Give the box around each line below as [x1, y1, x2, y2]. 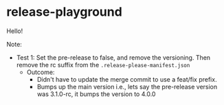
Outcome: [26, 68, 55, 76]
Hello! [6, 27, 23, 35]
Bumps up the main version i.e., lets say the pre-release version [36, 82, 218, 91]
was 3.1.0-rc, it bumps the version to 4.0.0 [36, 90, 156, 98]
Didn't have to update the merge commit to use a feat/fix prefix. [36, 75, 217, 83]
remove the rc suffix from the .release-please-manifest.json [16, 60, 190, 69]
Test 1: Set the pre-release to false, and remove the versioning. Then [16, 53, 211, 62]
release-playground [6, 4, 123, 20]
